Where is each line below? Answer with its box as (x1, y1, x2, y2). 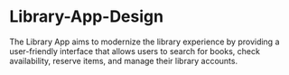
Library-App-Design (9, 6, 164, 27)
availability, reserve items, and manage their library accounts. (9, 55, 238, 66)
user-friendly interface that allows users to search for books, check (9, 45, 260, 56)
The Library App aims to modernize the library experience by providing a (9, 36, 280, 47)
